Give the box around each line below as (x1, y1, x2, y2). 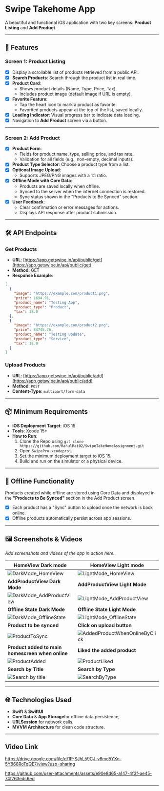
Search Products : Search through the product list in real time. (12, 75, 137, 81)
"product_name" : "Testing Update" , (14, 332, 86, 337)
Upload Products (5, 362, 46, 368)
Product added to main (7, 644, 62, 651)
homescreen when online (7, 650, 68, 657)
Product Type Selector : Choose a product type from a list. (12, 162, 130, 167)
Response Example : (12, 272, 54, 279)
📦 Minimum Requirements (5, 407, 88, 416)
